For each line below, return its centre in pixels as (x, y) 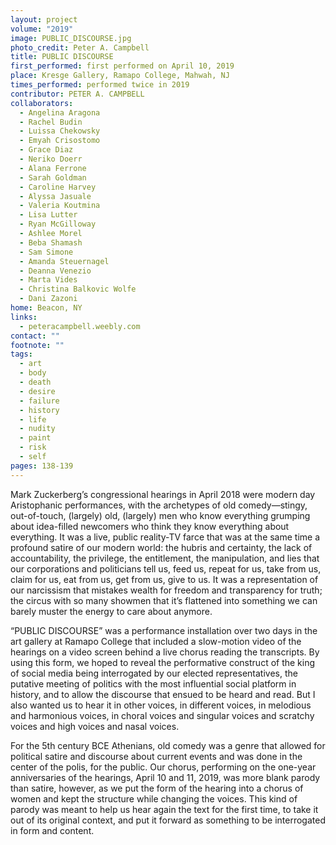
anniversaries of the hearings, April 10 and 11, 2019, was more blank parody (165, 777)
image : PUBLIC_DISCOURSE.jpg (71, 38)
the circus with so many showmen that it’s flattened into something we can (164, 600)
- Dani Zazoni (48, 299)
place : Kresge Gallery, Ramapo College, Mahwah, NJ (120, 76)
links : (24, 317)
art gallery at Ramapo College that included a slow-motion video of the (156, 641)
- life (33, 419)
